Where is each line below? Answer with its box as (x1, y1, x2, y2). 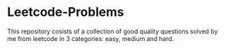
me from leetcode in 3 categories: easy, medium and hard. (7, 34, 174, 42)
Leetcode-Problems (7, 4, 125, 20)
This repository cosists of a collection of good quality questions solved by (7, 27, 218, 35)
